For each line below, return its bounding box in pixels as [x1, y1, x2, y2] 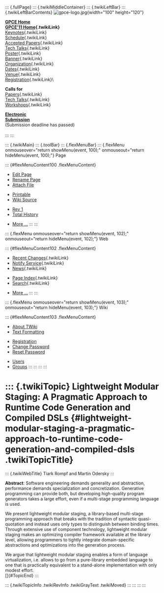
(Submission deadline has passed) [5, 122, 75, 128]
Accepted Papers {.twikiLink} [5, 40, 63, 46]
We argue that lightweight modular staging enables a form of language [5, 552, 148, 558]
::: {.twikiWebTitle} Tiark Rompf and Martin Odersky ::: [5, 470, 114, 476]
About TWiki [12, 324, 38, 329]
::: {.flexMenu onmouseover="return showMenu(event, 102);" [5, 231, 129, 236]
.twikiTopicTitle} [5, 454, 74, 465]
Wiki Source [12, 197, 37, 203]
